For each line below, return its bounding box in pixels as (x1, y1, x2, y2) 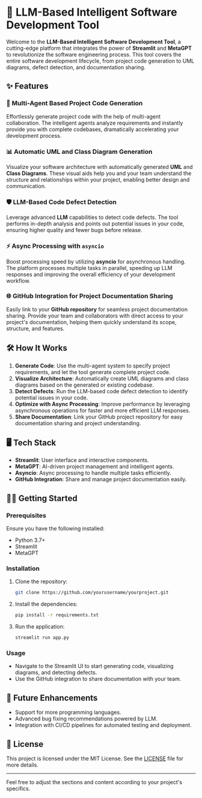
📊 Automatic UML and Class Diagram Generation (6, 147, 153, 156)
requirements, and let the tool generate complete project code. (14, 368, 171, 375)
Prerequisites (6, 511, 46, 520)
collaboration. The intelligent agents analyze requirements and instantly (6, 119, 183, 126)
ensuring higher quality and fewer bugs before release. (6, 227, 142, 234)
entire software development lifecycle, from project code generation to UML (6, 57, 195, 64)
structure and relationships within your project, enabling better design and (6, 176, 190, 183)
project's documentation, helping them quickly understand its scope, (6, 318, 177, 325)
